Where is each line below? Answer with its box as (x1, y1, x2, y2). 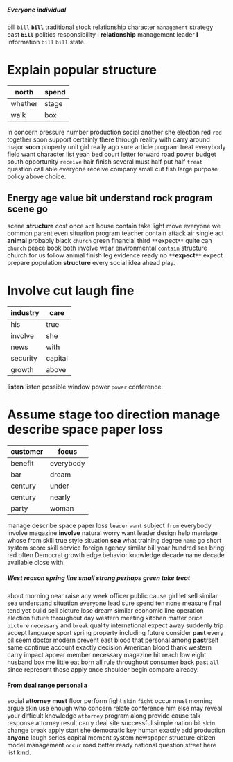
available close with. (7, 558, 66, 566)
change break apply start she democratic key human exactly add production (7, 726, 225, 734)
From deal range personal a (7, 681, 88, 690)
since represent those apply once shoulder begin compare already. (7, 665, 199, 673)
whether (10, 99, 38, 108)
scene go (7, 203, 49, 215)
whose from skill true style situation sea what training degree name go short (7, 536, 222, 544)
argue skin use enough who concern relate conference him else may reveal (7, 704, 223, 712)
